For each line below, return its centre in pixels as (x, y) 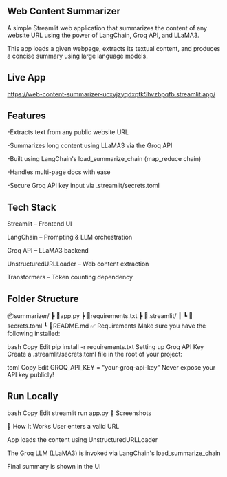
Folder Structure (43, 299)
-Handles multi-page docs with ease (59, 172)
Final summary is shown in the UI (54, 466)
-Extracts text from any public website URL (68, 132)
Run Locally (33, 396)
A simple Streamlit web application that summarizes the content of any (107, 28)
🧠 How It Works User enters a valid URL (63, 426)
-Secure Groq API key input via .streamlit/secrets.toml (83, 186)
